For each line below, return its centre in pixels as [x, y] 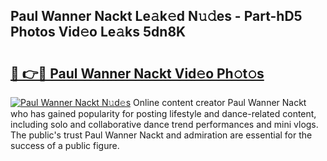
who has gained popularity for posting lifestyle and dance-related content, [163, 113]
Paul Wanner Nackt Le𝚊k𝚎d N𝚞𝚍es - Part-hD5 [156, 16]
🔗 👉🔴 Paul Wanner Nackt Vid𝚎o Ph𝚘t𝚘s [137, 73]
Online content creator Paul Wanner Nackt [220, 102]
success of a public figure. [65, 145]
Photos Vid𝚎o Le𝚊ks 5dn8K [98, 32]
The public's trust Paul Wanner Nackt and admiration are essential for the [161, 135]
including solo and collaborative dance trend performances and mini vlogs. [164, 124]
